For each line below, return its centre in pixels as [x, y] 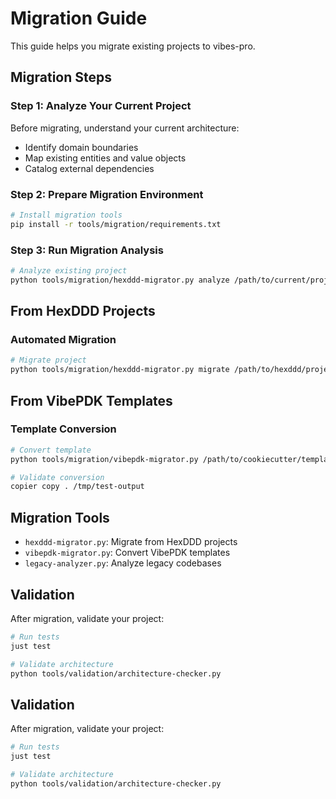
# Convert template [51, 450]
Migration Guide [79, 18]
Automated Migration [63, 340]
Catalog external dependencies [89, 168]
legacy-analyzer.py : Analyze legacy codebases [123, 563]
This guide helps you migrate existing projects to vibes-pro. [133, 46]
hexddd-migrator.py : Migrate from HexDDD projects [131, 542]
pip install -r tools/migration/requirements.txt [116, 224]
